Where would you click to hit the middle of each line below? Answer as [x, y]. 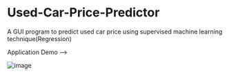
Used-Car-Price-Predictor [83, 13]
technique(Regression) [40, 38]
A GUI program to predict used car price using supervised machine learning [115, 31]
